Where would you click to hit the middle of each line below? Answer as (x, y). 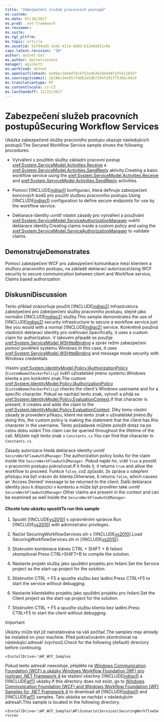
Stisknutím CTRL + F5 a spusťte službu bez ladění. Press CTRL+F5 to (81, 578)
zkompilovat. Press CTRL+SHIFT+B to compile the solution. (71, 554)
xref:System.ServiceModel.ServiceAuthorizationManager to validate (81, 231)
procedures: (17, 151)
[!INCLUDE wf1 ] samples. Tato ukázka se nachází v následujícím (69, 697)
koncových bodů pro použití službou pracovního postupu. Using (76, 195)
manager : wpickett (24, 64)
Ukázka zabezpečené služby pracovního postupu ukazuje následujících (77, 140)
